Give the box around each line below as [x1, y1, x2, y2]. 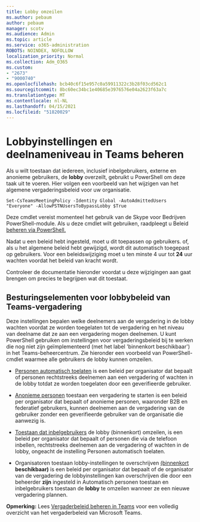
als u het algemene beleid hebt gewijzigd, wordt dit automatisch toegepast [6, 244, 190, 251]
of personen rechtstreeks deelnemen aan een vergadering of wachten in [14, 374, 193, 381]
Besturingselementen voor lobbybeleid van [6, 292, 171, 302]
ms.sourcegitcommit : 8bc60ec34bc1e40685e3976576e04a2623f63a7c [6, 87, 167, 93]
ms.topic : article [6, 37, 52, 43]
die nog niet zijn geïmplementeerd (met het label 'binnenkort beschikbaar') [6, 343, 190, 350]
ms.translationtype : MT [6, 92, 66, 98]
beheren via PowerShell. [6, 226, 66, 233]
